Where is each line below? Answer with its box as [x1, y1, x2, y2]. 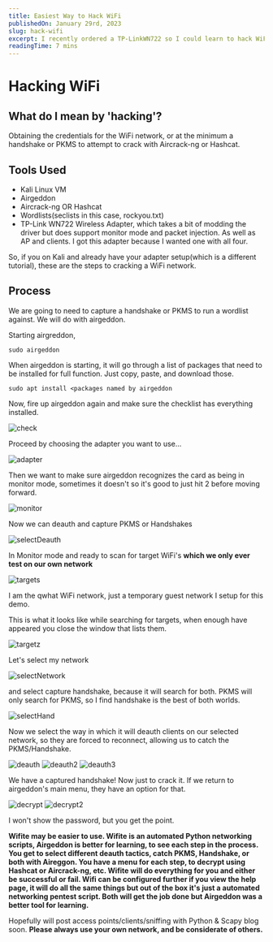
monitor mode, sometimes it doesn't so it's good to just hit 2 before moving [8, 478, 260, 488]
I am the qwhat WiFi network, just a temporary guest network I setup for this [8, 590, 264, 600]
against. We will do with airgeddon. [8, 314, 126, 324]
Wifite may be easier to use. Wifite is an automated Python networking [8, 831, 253, 840]
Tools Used [8, 163, 67, 177]
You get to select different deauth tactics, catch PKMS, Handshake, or [8, 848, 249, 858]
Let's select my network [8, 655, 89, 664]
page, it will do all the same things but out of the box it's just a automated [8, 883, 260, 892]
